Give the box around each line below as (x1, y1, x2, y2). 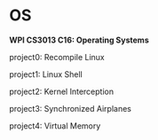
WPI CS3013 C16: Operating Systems (9, 35, 149, 45)
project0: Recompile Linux (9, 51, 105, 62)
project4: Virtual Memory (9, 121, 101, 131)
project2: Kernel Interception (9, 86, 114, 97)
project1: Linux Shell (9, 68, 83, 80)
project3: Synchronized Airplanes (9, 103, 131, 113)
